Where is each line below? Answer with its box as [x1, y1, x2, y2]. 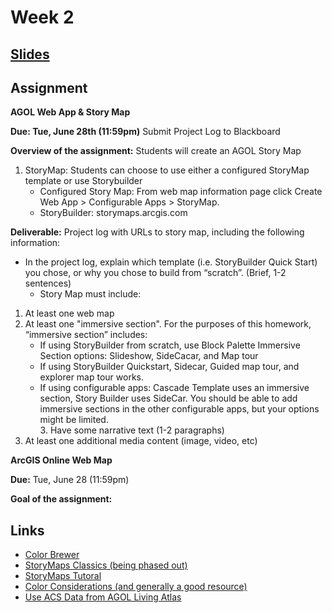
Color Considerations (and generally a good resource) [24, 581, 248, 593]
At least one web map [24, 307, 115, 320]
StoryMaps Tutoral [24, 570, 102, 582]
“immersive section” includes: [24, 329, 148, 341]
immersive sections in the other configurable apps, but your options [39, 403, 320, 415]
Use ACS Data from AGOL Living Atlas [24, 591, 182, 603]
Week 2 [10, 6, 75, 29]
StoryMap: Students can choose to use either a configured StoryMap [24, 164, 310, 176]
